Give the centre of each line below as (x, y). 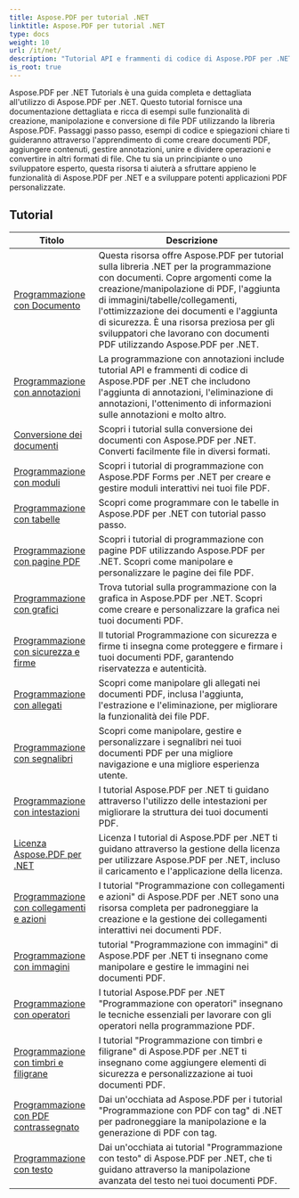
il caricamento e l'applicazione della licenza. (190, 871)
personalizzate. (37, 187)
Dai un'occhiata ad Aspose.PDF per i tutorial (190, 1099)
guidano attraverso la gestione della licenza (189, 849)
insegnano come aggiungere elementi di (182, 1063)
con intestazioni (47, 811)
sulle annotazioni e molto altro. (162, 414)
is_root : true (36, 68)
